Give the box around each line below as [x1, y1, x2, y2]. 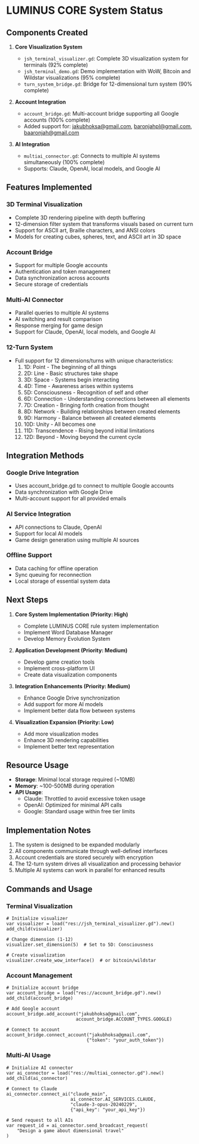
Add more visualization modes [23, 730, 99, 737]
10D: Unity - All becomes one [23, 420, 96, 428]
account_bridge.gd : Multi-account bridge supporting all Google [23, 110, 179, 117]
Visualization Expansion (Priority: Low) [14, 718, 115, 725]
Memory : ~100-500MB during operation [14, 782, 115, 789]
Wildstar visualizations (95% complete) [23, 74, 121, 81]
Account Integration [14, 98, 66, 105]
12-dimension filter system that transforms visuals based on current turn [14, 220, 193, 228]
